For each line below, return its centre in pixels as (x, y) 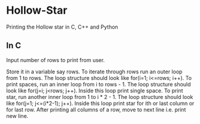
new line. (17, 116)
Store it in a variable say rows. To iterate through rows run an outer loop (94, 72)
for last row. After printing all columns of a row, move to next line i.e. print (96, 109)
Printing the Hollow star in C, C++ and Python (62, 27)
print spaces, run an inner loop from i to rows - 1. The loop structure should (99, 84)
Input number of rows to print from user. (56, 60)
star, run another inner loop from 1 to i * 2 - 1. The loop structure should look (100, 97)
